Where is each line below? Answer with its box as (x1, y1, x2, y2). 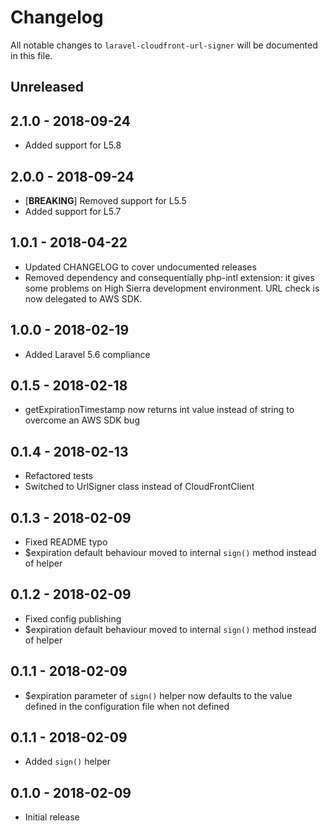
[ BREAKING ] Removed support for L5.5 (24, 194, 187, 206)
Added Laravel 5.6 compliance (24, 348, 151, 360)
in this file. (10, 49, 53, 61)
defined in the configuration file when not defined (24, 700, 230, 712)
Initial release (24, 811, 80, 823)
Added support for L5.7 (24, 205, 122, 217)
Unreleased (10, 79, 85, 96)
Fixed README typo (24, 536, 108, 548)
